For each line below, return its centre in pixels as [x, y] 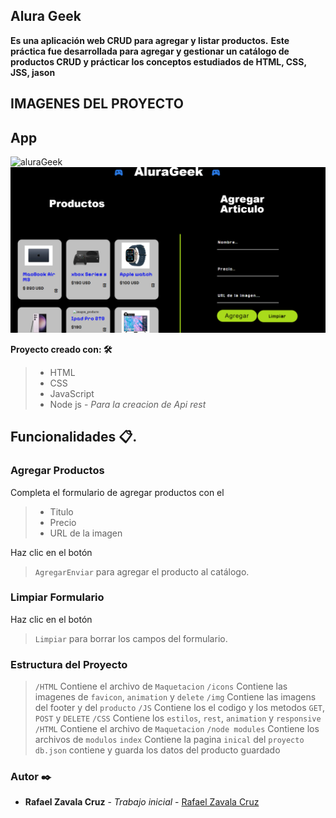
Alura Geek [46, 16]
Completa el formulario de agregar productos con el [117, 492]
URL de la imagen [86, 533]
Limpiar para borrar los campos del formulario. [131, 638]
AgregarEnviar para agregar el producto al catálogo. [142, 571]
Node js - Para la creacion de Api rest [128, 404]
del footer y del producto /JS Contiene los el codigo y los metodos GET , [180, 708]
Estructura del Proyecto [69, 664]
